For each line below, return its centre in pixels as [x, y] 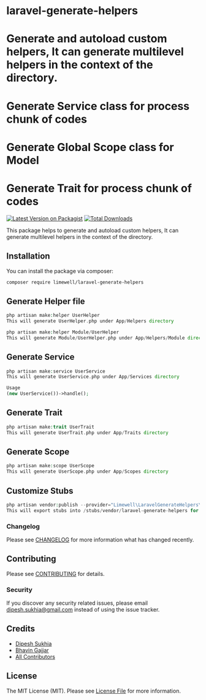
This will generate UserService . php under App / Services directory [93, 377]
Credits [21, 629]
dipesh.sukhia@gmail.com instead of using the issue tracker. [83, 610]
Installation [28, 256]
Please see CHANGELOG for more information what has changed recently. [100, 539]
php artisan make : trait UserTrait [51, 427]
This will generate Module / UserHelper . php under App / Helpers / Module [96, 338]
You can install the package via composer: [60, 271]
